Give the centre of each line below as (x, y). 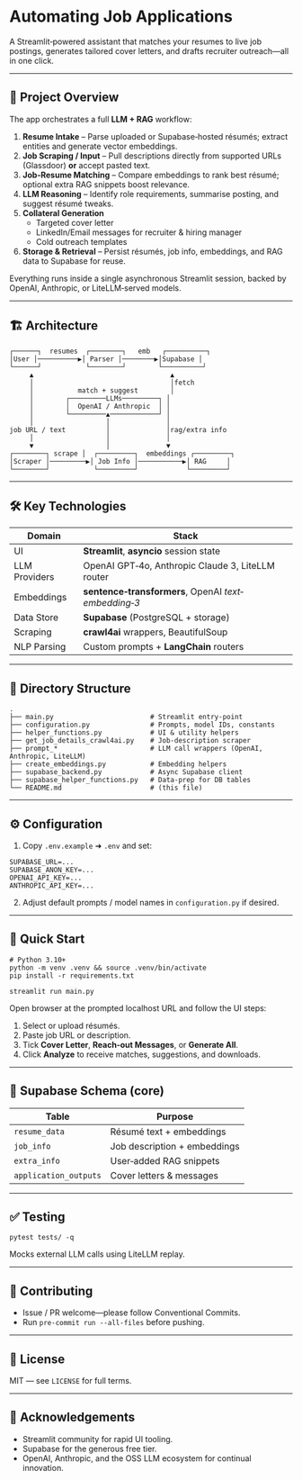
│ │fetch (112, 383)
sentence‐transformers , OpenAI (153, 591)
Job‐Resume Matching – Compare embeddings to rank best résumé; (151, 175)
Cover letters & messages (164, 1175)
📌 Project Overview (64, 98)
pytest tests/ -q (42, 1238)
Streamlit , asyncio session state (152, 551)
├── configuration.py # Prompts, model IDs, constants (142, 725)
